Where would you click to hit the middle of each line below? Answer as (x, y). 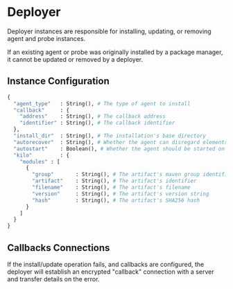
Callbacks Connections (59, 248)
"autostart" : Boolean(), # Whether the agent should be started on (119, 149)
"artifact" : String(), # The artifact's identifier (114, 181)
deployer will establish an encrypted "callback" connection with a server (111, 272)
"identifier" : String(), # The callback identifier (97, 123)
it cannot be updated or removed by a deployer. (75, 59)
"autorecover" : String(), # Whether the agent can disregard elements (121, 142)
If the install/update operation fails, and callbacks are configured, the (106, 264)
